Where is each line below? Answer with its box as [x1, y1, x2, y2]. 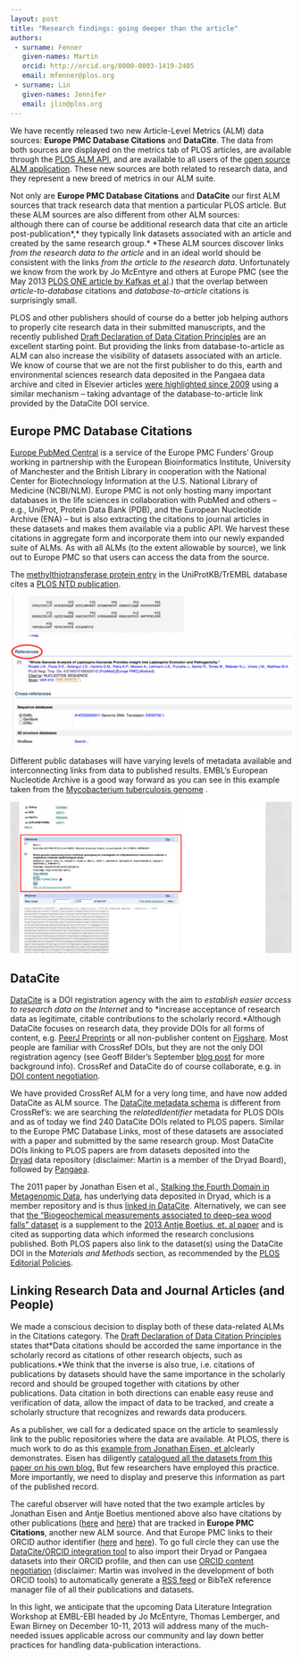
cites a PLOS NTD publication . [10, 578, 121, 590]
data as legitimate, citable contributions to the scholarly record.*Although [10, 1013, 281, 1024]
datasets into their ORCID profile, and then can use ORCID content [10, 1555, 254, 1566]
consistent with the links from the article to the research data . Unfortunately [10, 256, 290, 268]
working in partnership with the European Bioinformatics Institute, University [10, 457, 291, 467]
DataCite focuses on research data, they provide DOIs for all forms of [10, 1023, 265, 1034]
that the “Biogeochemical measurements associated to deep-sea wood [10, 1210, 272, 1221]
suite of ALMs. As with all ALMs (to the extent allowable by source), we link [10, 543, 287, 553]
